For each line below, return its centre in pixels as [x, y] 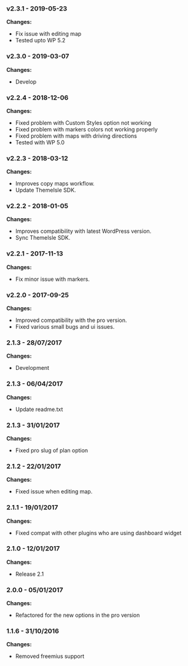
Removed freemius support [50, 656]
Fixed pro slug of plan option [52, 450]
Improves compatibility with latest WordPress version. [83, 231]
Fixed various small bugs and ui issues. [65, 327]
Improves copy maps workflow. [55, 184]
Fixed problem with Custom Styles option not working [83, 123]
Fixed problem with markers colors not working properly [86, 129]
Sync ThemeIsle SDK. [43, 238]
